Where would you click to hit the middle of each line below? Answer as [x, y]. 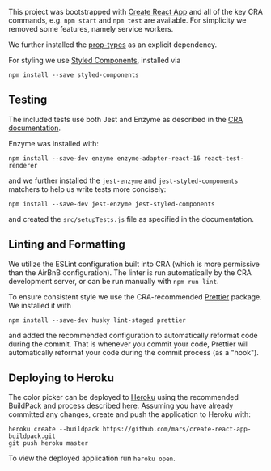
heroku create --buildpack [54, 429]
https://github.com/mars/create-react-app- [177, 429]
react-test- [224, 158]
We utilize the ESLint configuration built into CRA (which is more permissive [134, 264]
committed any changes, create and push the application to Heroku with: [129, 414]
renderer [23, 165]
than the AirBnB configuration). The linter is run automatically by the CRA [130, 272]
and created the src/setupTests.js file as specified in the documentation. [131, 219]
